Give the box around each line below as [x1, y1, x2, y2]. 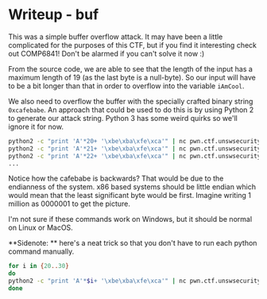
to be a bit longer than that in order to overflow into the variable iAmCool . [8, 81, 245, 91]
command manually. [8, 247, 75, 256]
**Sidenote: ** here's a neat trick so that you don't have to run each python [8, 239, 257, 248]
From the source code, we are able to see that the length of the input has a [8, 64, 253, 73]
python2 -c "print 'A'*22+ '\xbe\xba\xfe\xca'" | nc [8, 152, 187, 160]
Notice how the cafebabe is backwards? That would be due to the [8, 173, 224, 184]
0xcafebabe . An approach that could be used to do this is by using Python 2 [8, 105, 254, 115]
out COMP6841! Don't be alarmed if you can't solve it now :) [8, 49, 205, 58]
